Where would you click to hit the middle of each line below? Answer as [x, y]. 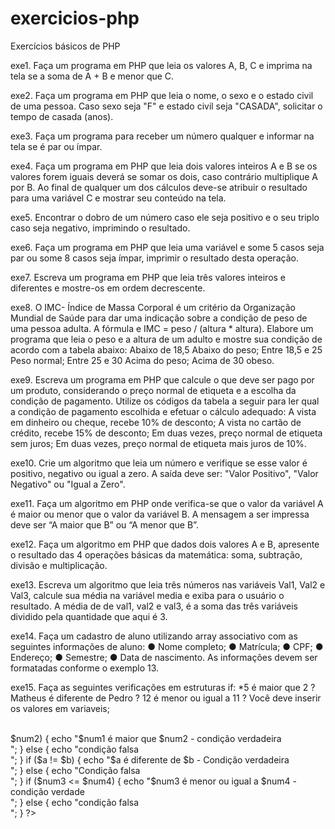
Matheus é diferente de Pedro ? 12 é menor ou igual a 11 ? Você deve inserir [166, 698]
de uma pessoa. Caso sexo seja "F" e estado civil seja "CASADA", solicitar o [166, 106]
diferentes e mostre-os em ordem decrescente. [108, 288]
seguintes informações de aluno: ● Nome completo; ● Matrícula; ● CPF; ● [167, 646]
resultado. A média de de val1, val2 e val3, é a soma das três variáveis [154, 606]
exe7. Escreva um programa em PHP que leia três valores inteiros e [148, 277]
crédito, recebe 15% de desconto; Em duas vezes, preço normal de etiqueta [166, 433]
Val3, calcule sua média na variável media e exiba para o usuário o [147, 595]
